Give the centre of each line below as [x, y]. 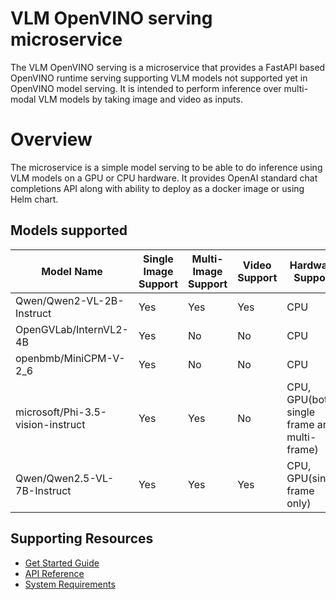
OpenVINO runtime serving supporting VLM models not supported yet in [159, 78]
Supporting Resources [82, 538]
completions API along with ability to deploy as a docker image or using [157, 188]
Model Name [72, 271]
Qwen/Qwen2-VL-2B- [70, 300]
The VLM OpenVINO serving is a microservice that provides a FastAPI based [168, 67]
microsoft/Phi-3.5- [61, 412]
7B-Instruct [43, 490]
